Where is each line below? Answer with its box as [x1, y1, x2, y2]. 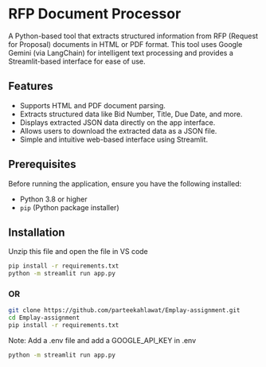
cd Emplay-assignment [8, 314, 80, 322]
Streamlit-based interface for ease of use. [8, 57, 146, 66]
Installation [8, 225, 65, 239]
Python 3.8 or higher [19, 194, 88, 204]
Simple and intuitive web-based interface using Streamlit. [19, 135, 209, 144]
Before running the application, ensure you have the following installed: [8, 178, 242, 188]
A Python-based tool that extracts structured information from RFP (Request [8, 31, 259, 41]
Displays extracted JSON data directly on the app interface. [19, 117, 216, 127]
